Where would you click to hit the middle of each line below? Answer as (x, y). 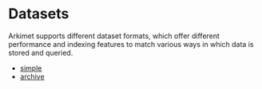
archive (32, 76)
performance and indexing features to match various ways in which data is (131, 44)
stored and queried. (41, 52)
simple (31, 68)
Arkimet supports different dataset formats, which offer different (114, 36)
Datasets (39, 14)
